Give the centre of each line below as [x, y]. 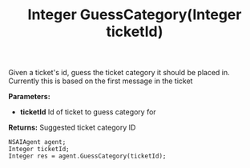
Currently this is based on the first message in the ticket [101, 81]
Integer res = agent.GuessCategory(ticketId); [87, 156]
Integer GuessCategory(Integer [135, 15]
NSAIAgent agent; [37, 142]
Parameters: [29, 97]
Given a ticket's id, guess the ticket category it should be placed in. [119, 73]
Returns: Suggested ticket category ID [72, 128]
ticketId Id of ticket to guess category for [88, 112]
